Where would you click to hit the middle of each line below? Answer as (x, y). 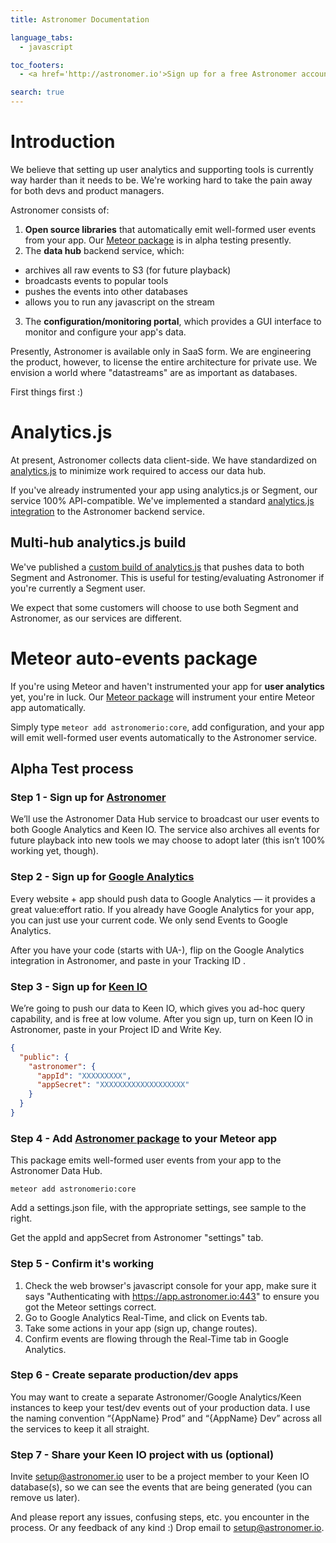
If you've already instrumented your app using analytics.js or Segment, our (164, 490)
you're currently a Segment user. (78, 588)
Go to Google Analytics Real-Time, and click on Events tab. (146, 1317)
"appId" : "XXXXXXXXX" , (84, 1076)
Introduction (63, 142)
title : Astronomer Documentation (80, 19)
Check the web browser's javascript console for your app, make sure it (170, 1285)
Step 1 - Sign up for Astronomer (88, 797)
